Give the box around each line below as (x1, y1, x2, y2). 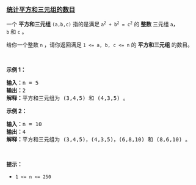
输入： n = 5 (6, 80, 39, 86)
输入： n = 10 (6, 121, 42, 128)
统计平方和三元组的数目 (6, 5, 75, 13)
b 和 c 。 (6, 28, 27, 36)
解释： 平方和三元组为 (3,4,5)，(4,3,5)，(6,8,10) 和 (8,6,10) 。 (6, 136, 191, 143)
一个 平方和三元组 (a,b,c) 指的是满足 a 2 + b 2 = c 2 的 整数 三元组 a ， (6, 20, 179, 28)
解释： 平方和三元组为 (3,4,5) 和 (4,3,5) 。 (6, 95, 129, 102)
